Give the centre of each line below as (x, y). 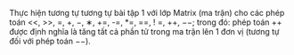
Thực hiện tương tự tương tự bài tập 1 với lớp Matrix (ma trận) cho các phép (147, 13)
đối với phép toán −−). (50, 41)
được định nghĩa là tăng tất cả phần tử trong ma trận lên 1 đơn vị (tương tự (144, 31)
